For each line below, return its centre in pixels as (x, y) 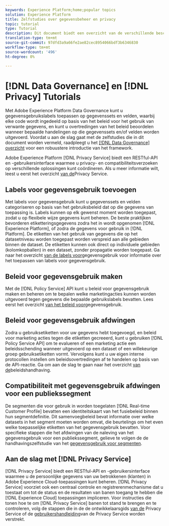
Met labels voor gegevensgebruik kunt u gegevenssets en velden (73, 202)
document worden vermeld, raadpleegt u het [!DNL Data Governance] (77, 143)
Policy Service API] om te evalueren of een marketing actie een (71, 343)
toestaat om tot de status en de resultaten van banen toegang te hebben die (84, 493)
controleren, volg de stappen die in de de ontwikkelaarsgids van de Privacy (83, 508)
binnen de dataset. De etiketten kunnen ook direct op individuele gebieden (82, 245)
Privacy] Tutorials (43, 97)
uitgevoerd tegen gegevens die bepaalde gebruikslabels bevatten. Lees (79, 299)
